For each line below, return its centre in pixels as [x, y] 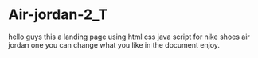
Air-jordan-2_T [58, 15]
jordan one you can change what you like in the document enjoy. [114, 44]
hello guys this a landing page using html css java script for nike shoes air [129, 37]
